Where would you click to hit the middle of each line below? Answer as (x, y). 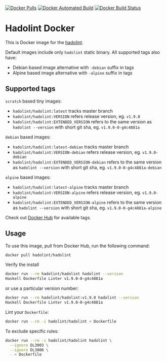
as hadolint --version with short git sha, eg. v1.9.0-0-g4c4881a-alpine (87, 208)
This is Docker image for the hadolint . (44, 42)
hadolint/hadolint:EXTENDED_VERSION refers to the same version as (82, 121)
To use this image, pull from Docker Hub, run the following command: (78, 246)
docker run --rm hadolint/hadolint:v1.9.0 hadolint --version (72, 298)
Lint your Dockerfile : (27, 312)
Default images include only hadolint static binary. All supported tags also (83, 52)
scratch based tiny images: (34, 101)
